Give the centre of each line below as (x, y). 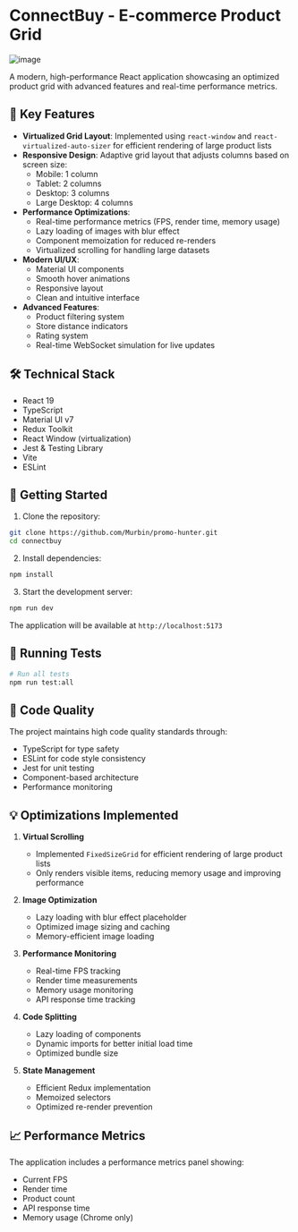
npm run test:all (42, 682)
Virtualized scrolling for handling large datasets (123, 250)
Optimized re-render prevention (94, 1107)
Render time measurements (86, 981)
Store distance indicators (81, 326)
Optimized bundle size (77, 1053)
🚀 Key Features (52, 114)
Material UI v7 (48, 419)
